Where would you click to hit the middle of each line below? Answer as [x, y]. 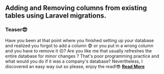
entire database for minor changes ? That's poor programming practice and [82, 56]
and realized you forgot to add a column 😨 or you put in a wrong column [79, 46]
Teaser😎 [16, 30]
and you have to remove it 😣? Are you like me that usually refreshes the [79, 50]
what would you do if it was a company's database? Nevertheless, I [74, 61]
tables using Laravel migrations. [56, 16]
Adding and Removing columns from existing [76, 8]
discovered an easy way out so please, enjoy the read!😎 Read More [75, 66]
